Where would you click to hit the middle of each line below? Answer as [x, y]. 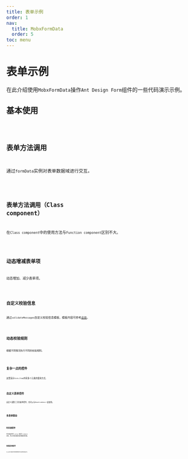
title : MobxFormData [37, 29]
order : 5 [23, 34]
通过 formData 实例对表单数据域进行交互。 [49, 171]
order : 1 [17, 18]
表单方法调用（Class [35, 205]
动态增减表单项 [24, 262]
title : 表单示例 [25, 12]
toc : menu [19, 40]
